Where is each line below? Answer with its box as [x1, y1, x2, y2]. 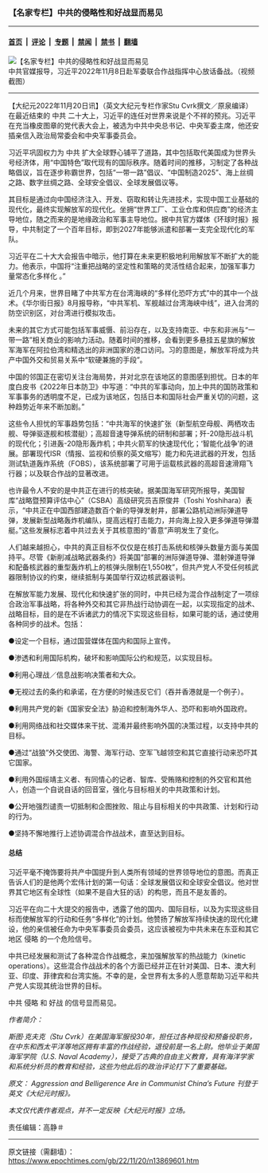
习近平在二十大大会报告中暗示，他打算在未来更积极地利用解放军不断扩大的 [8, 251, 252, 261]
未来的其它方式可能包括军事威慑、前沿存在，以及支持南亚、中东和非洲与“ [8, 325, 249, 334]
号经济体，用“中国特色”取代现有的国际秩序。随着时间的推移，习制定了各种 [8, 157, 252, 167]
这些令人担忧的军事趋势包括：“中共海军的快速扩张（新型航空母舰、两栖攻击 [8, 419, 256, 428]
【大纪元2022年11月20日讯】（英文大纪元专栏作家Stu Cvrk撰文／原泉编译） [8, 100, 253, 110]
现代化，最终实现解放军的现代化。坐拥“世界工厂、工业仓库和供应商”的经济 [8, 204, 252, 214]
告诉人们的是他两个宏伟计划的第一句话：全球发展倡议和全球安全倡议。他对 [8, 877, 252, 887]
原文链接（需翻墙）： [8, 1147, 75, 1156]
